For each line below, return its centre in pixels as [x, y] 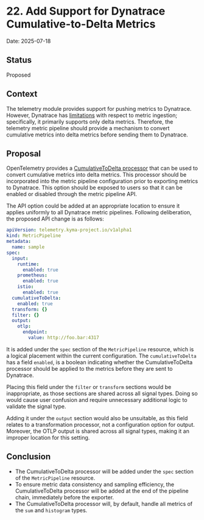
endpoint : [35, 332]
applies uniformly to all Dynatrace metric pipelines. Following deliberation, [99, 213]
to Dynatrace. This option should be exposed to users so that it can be [94, 188]
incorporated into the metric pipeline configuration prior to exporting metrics [102, 181]
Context [22, 94]
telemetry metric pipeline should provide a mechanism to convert [88, 128]
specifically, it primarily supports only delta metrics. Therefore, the [90, 121]
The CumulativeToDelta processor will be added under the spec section [104, 471]
